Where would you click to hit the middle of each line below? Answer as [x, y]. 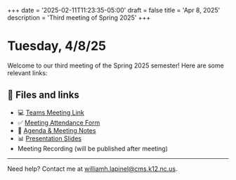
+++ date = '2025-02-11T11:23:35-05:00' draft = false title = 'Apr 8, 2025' [114, 10]
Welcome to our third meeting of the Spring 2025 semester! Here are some [116, 65]
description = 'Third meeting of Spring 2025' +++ [79, 18]
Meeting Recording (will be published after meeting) [93, 148]
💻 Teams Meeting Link [51, 112]
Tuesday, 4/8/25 [57, 46]
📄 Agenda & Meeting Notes [57, 130]
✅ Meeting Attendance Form [59, 122]
